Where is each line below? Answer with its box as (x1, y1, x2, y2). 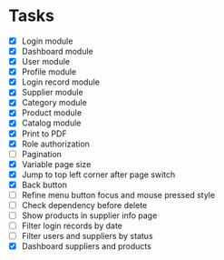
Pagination (21, 148, 63, 159)
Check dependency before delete (21, 199, 148, 210)
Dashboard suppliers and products (21, 241, 151, 252)
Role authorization (21, 138, 90, 149)
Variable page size (21, 158, 92, 169)
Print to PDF (21, 128, 67, 139)
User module (21, 56, 71, 67)
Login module (21, 35, 73, 46)
